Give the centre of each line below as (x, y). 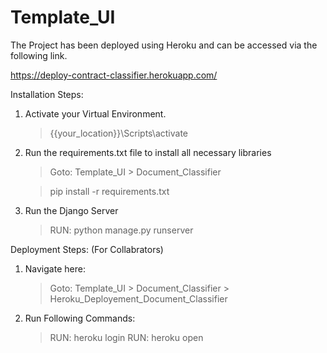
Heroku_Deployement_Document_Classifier (138, 298)
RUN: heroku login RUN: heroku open (126, 337)
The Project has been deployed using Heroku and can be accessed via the (164, 45)
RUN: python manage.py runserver (121, 230)
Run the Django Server (71, 210)
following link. (39, 55)
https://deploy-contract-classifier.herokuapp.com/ (114, 75)
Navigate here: (55, 268)
